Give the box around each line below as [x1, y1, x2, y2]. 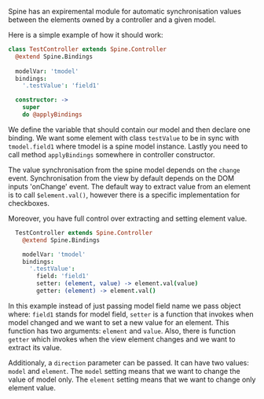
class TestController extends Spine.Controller [8, 46, 167, 53]
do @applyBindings [22, 111, 82, 119]
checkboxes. [8, 198, 49, 207]
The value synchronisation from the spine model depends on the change [8, 165, 240, 174]
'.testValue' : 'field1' [22, 82, 101, 90]
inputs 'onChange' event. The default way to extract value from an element [8, 181, 251, 191]
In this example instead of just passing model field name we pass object [8, 301, 241, 310]
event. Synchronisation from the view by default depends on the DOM [8, 173, 234, 183]
